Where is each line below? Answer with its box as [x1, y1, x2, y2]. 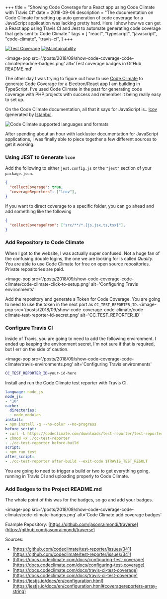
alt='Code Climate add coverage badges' [77, 512, 162, 518]
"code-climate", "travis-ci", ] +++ [5, 36, 73, 42]
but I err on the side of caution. [5, 346, 69, 353]
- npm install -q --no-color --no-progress [5, 422, 97, 427]
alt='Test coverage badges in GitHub [66, 61, 142, 66]
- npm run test [5, 450, 37, 455]
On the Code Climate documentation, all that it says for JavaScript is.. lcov [5, 107, 158, 112]
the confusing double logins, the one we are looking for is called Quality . [5, 255, 154, 261]
